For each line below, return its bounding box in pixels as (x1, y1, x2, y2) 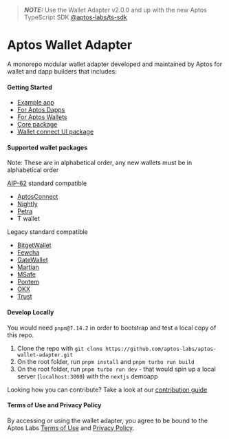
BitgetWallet (17, 241, 52, 250)
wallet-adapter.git (17, 351, 74, 358)
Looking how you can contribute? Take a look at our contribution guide (7, 385, 208, 394)
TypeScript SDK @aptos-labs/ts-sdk (23, 13, 127, 21)
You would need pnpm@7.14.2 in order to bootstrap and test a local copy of (7, 323, 217, 332)
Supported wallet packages (7, 143, 88, 151)
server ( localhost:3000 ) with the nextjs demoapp (17, 372, 158, 381)
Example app (17, 98, 55, 107)
